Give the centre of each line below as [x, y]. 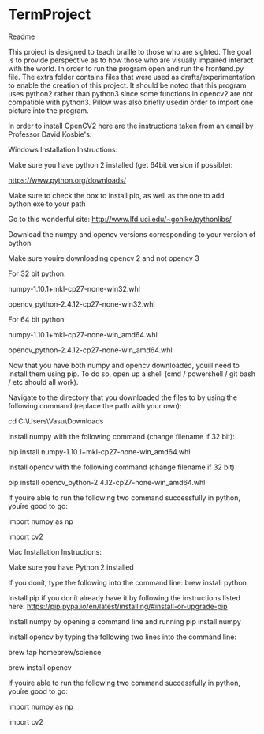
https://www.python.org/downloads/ [67, 180]
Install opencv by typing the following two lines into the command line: [122, 637]
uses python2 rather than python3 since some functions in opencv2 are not [131, 93]
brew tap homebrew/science [55, 652]
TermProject [50, 15]
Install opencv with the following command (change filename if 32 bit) [121, 467]
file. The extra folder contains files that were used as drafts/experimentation [132, 77]
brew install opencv [40, 667]
